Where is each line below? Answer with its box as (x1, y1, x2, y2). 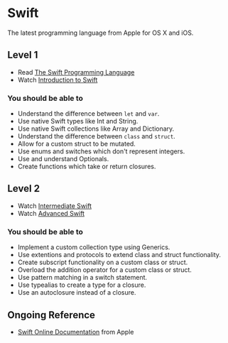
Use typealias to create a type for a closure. (17, 281, 146, 289)
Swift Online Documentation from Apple (17, 327, 134, 336)
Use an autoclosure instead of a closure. (17, 288, 136, 297)
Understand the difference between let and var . (17, 109, 160, 118)
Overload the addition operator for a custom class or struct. (17, 266, 192, 274)
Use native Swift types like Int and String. (17, 117, 139, 126)
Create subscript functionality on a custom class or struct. (17, 258, 188, 267)
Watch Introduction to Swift (17, 75, 98, 84)
